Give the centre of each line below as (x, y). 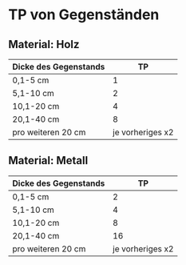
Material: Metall (48, 161)
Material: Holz (44, 44)
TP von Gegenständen (84, 15)
